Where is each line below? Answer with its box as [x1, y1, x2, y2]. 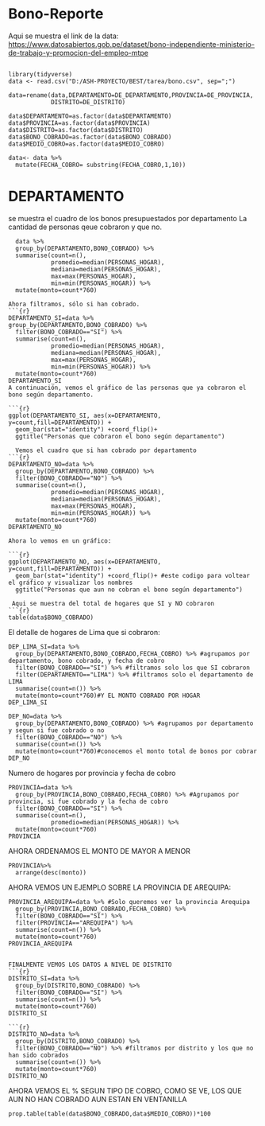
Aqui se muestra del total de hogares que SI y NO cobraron [11, 599, 215, 607]
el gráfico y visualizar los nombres [8, 579, 133, 586]
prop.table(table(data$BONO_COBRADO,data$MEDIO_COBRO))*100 [8, 1109, 212, 1118]
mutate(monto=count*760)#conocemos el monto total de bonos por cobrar [15, 747, 258, 755]
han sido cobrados [8, 1051, 69, 1059]
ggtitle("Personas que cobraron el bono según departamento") [15, 432, 225, 440]
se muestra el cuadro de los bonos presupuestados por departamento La [8, 213, 248, 223]
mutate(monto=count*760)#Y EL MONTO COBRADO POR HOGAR [15, 692, 201, 699]
